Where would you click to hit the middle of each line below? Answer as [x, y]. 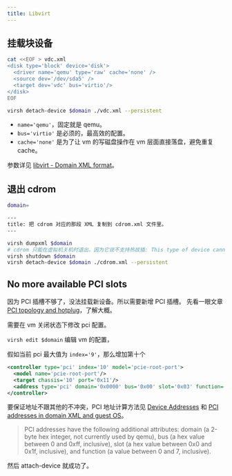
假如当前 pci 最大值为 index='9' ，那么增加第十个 [77, 354]
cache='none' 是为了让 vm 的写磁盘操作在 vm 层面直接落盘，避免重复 [115, 142]
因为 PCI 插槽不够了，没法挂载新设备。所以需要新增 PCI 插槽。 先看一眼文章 [115, 302]
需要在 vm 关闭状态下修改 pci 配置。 [59, 325]
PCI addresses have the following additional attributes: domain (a [116, 430]
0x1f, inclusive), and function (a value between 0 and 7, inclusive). [118, 451]
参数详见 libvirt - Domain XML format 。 [63, 165]
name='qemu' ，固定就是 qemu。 [61, 124]
